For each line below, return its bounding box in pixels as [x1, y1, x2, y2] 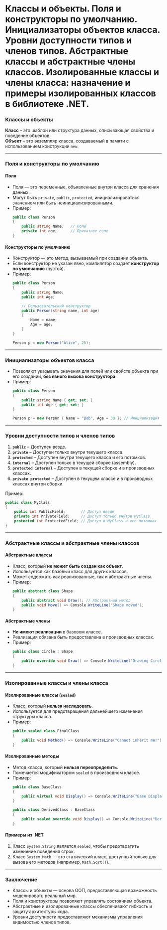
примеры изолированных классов [5, 88, 157, 99]
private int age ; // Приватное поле [21, 229, 108, 234]
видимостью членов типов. [12, 919, 71, 925]
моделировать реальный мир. [12, 893, 77, 899]
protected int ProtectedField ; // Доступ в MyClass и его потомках [14, 519, 157, 524]
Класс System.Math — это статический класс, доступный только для [12, 854, 157, 860]
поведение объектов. [5, 133, 51, 139]
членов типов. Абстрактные [5, 45, 128, 57]
